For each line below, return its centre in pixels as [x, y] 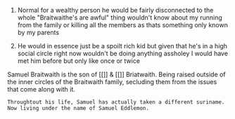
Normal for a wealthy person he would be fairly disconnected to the [115, 10]
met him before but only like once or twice [79, 61]
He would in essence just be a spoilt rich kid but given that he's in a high [122, 46]
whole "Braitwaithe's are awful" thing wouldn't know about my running [120, 17]
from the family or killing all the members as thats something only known [123, 25]
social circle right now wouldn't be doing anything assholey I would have [123, 53]
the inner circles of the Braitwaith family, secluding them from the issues [112, 82]
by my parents [38, 32]
